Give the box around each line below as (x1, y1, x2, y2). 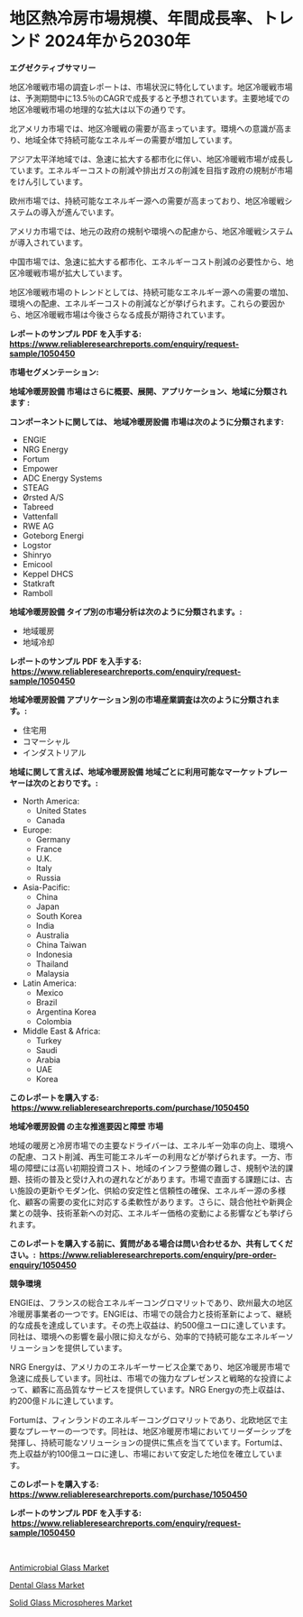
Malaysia (35, 968, 69, 978)
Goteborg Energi (22, 529, 84, 541)
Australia (35, 930, 69, 941)
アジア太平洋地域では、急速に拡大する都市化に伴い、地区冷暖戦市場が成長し (9, 153, 294, 164)
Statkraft (22, 578, 55, 589)
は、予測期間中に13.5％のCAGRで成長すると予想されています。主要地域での (9, 92, 290, 104)
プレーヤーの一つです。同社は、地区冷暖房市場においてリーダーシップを (24, 1426, 293, 1437)
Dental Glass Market (9, 1579, 85, 1590)
